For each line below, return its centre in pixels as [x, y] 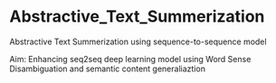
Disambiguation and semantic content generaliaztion [108, 69]
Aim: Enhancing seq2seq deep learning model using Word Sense [130, 59]
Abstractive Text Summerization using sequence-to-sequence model [138, 41]
